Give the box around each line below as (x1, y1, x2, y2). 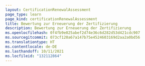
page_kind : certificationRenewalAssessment (5, 16, 98, 21)
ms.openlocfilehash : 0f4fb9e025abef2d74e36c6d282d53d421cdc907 (5, 30, 140, 35)
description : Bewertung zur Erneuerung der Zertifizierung (5, 26, 131, 31)
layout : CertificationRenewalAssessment (5, 7, 91, 12)
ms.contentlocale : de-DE (5, 44, 57, 49)
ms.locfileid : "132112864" (5, 53, 62, 59)
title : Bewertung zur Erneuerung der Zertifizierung (5, 21, 118, 26)
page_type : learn (5, 12, 42, 17)
